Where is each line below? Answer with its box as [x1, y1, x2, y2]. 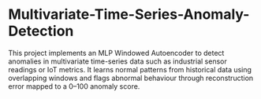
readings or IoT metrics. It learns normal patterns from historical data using [8, 64, 252, 74]
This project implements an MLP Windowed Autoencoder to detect [8, 48, 225, 57]
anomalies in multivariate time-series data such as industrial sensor [8, 57, 227, 66]
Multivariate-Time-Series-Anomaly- [8, 5, 250, 24]
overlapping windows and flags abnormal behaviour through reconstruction [8, 73, 254, 82]
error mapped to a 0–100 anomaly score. [8, 81, 140, 91]
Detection [8, 22, 74, 40]
